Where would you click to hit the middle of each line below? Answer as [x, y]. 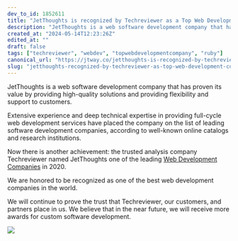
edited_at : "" [28, 40]
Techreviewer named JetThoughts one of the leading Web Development [112, 159]
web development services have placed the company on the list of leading [116, 123]
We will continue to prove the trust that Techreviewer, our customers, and [114, 201]
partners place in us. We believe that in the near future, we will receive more [119, 208]
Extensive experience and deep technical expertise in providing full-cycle [114, 115]
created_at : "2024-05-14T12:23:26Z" [61, 34]
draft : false [27, 47]
